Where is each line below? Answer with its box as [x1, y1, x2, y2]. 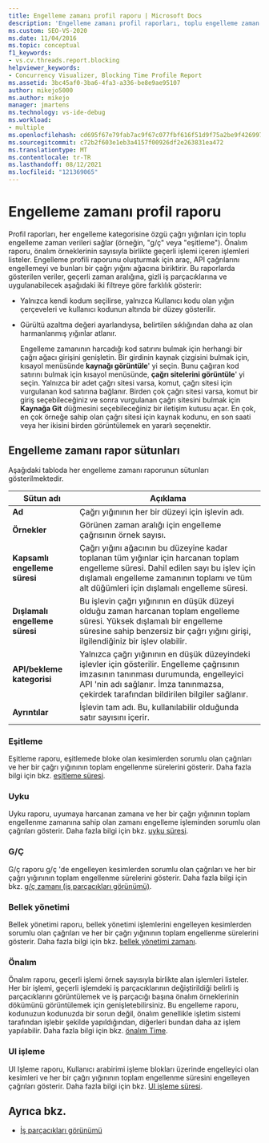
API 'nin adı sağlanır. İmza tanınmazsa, [79, 678, 224, 689]
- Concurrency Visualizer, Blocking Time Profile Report [8, 71, 203, 79]
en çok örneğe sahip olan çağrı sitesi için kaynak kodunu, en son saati [19, 412, 251, 422]
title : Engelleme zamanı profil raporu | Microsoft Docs [8, 11, 203, 20]
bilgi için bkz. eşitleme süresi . [8, 771, 106, 781]
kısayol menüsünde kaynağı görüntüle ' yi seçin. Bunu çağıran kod [19, 361, 239, 370]
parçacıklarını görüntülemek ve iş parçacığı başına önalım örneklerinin [8, 992, 239, 1002]
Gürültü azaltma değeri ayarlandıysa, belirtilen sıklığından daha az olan [19, 320, 254, 329]
